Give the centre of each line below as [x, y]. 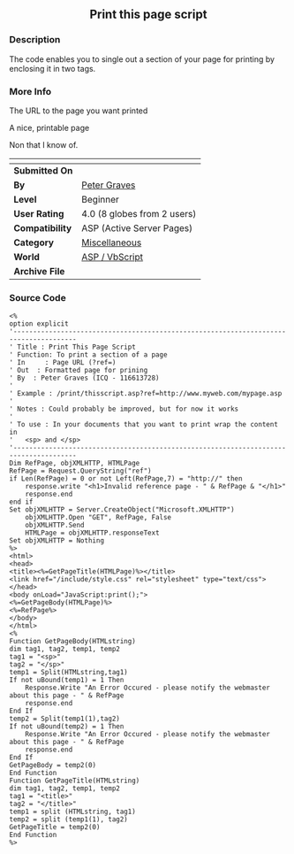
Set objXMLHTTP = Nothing [57, 541]
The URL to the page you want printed [79, 111]
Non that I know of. [44, 144]
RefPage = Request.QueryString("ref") [80, 471]
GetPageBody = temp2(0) [53, 766]
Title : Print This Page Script [77, 347]
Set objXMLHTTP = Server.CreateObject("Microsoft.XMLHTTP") [122, 510]
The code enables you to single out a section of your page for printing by [142, 59]
